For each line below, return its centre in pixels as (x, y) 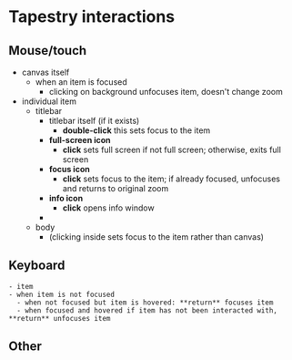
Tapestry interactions (92, 17)
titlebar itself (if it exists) (94, 121)
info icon (66, 198)
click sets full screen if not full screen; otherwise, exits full (171, 149)
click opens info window (109, 208)
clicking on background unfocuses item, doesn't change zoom (166, 92)
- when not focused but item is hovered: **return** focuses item (145, 303)
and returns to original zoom (116, 188)
